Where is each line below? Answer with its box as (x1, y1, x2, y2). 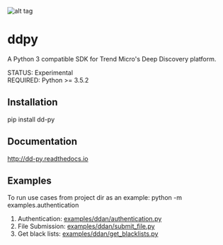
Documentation (7, 136, 78, 148)
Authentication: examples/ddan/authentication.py (17, 215, 162, 223)
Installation (7, 96, 58, 109)
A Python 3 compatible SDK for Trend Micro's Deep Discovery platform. (7, 54, 217, 63)
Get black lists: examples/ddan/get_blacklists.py (17, 229, 159, 238)
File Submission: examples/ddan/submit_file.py (17, 222, 155, 231)
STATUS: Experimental (7, 68, 73, 77)
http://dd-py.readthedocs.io (7, 154, 88, 162)
